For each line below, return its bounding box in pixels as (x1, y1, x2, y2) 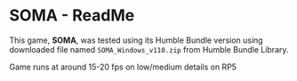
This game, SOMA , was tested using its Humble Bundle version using (9, 35, 264, 45)
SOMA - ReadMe (9, 5, 135, 26)
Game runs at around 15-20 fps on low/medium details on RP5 (9, 61, 237, 72)
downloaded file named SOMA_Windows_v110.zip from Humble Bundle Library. (9, 44, 289, 54)
